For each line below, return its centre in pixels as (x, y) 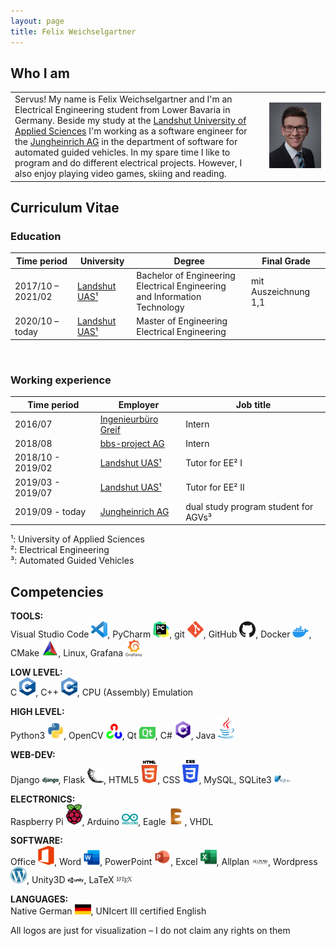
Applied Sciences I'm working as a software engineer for (131, 131)
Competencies (57, 591)
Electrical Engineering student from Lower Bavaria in (122, 110)
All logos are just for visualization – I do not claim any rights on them (150, 930)
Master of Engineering (182, 321)
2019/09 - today (50, 512)
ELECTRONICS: (43, 799)
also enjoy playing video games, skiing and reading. (120, 174)
